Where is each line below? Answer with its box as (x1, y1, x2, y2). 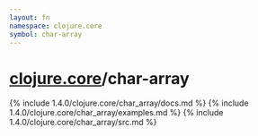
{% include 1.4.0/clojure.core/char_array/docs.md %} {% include (9, 98, 249, 108)
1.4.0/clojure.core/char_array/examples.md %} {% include (9, 107, 224, 118)
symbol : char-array (9, 30, 83, 38)
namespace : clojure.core (9, 21, 102, 30)
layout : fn (9, 13, 50, 22)
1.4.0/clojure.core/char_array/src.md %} (9, 117, 157, 128)
